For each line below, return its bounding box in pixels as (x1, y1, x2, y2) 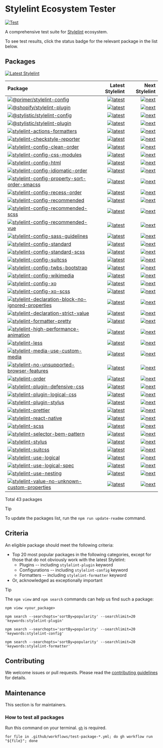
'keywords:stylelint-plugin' (5, 618, 64, 623)
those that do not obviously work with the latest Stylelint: (12, 557, 126, 563)
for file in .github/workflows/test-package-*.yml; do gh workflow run (5, 734, 153, 739)
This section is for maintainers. (5, 702, 67, 708)
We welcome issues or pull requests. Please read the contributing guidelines (5, 670, 158, 676)
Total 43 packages (5, 496, 43, 502)
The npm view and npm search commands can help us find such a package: (5, 596, 154, 602)
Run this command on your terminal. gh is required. (5, 725, 107, 731)
